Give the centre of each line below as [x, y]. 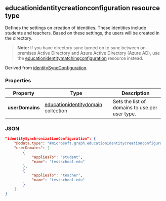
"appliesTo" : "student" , [57, 157]
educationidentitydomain [73, 104]
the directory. [19, 38]
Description [135, 93]
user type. [124, 114]
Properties [18, 80]
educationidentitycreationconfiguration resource [83, 8]
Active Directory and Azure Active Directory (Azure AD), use [99, 53]
